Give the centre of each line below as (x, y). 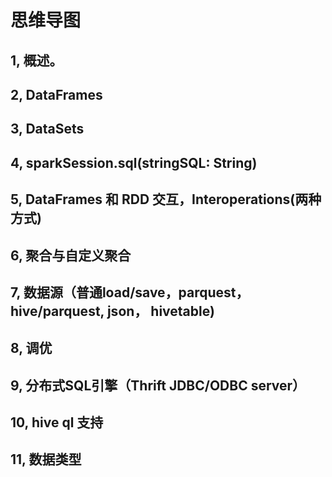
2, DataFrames (56, 94)
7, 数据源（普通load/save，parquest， (130, 292)
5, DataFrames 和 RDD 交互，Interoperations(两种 (166, 199)
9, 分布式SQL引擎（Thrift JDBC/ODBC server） (158, 385)
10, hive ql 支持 (57, 422)
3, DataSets (47, 129)
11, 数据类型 (46, 459)
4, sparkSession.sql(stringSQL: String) (134, 162)
